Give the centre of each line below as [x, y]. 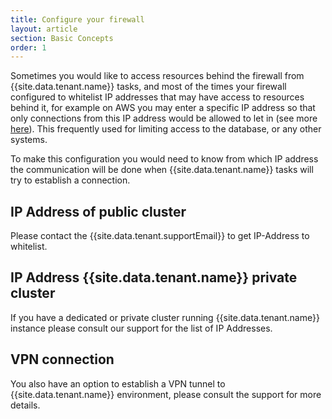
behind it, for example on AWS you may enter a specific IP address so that [163, 108]
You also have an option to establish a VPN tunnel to [118, 383]
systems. [29, 140]
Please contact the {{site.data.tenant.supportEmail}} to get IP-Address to [160, 236]
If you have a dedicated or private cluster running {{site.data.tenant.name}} [165, 317]
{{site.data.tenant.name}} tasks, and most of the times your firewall [148, 87]
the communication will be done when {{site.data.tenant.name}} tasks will [162, 170]
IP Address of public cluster [98, 211]
